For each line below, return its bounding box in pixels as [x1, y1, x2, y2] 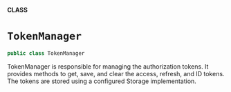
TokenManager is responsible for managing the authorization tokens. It [7, 62, 209, 71]
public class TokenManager [7, 49, 85, 57]
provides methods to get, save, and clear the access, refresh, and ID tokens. [7, 69, 225, 78]
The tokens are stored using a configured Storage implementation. [7, 77, 197, 85]
